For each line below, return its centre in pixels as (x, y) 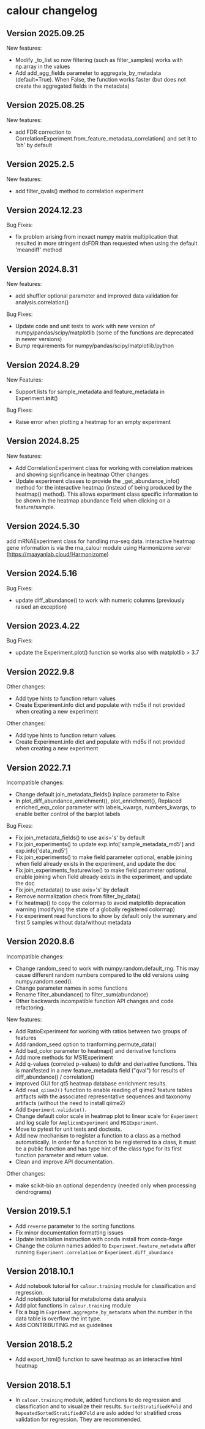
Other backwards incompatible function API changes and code (95, 1001)
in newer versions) (39, 339)
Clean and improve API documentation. (65, 1161)
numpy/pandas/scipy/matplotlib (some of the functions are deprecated (104, 333)
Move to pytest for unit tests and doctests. (69, 1129)
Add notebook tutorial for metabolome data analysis (81, 1299)
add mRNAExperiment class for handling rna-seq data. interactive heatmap (101, 541)
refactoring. (30, 1007)
